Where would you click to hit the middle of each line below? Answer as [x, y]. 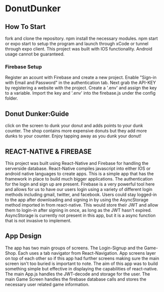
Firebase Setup [23, 67]
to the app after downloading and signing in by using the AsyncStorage [77, 200]
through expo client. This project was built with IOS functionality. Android [79, 49]
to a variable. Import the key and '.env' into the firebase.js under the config [80, 93]
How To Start [25, 27]
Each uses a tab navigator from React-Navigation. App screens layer [87, 253]
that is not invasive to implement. [38, 220]
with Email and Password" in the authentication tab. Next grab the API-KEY [81, 83]
